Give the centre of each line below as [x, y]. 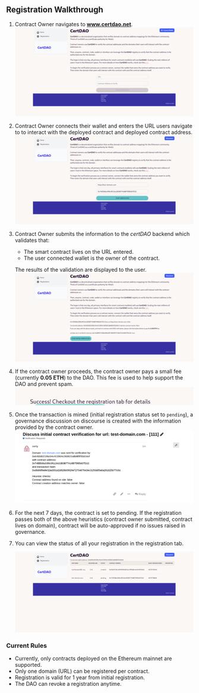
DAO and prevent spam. [44, 384]
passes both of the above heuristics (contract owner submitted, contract [103, 519]
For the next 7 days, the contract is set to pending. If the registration [98, 512]
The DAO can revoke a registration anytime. [68, 684]
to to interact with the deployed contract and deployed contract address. [104, 132]
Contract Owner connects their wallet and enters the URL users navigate [104, 126]
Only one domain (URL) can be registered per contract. [82, 671]
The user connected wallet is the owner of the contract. [92, 258]
